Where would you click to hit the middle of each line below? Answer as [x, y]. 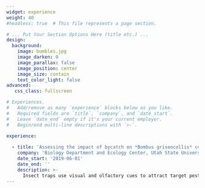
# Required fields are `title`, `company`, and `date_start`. [90, 114]
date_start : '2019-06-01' [50, 159]
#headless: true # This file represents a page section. [81, 23]
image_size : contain [43, 74]
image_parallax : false [46, 63]
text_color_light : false [49, 80]
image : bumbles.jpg [42, 52]
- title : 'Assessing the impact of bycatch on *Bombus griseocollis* [102, 147]
